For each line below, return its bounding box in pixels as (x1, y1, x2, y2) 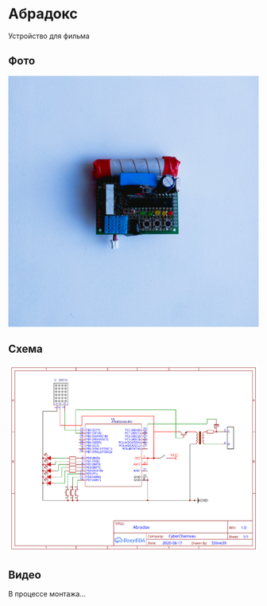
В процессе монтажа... (8, 589, 86, 599)
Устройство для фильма (8, 31, 90, 41)
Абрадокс (8, 5, 78, 23)
